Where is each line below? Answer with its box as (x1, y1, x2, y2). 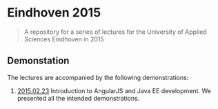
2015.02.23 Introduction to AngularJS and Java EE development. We (17, 86, 212, 95)
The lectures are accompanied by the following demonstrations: (7, 73, 189, 81)
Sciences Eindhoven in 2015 (23, 34, 105, 43)
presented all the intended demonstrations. (17, 94, 140, 102)
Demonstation (7, 55, 70, 67)
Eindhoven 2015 (7, 5, 101, 21)
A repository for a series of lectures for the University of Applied (23, 28, 207, 36)
